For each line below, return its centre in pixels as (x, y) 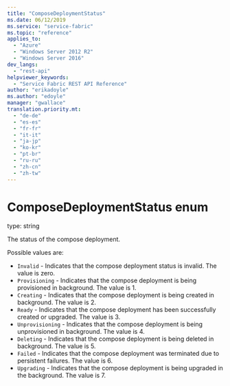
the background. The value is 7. (61, 376)
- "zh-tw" (27, 173)
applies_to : (24, 39)
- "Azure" (27, 45)
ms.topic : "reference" (39, 33)
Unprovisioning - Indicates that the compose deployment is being (110, 324)
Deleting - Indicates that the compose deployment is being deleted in (115, 339)
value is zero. (36, 273)
